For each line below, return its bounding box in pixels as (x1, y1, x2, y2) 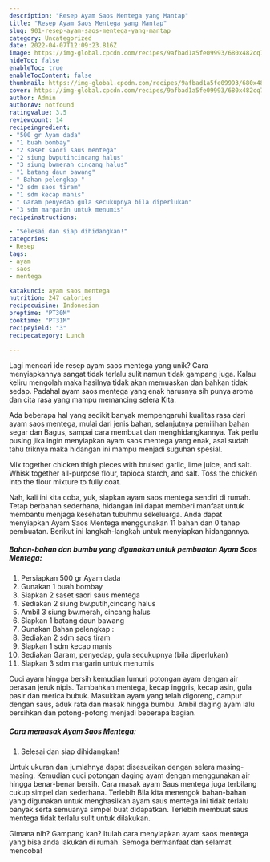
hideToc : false (9, 57, 60, 65)
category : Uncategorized (9, 34, 92, 42)
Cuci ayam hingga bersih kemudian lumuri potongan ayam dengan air (9, 674, 239, 684)
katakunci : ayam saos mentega (9, 286, 111, 295)
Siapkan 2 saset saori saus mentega (20, 590, 141, 600)
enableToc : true (9, 64, 63, 72)
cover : (9, 86, 31, 95)
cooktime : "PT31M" (9, 317, 71, 325)
